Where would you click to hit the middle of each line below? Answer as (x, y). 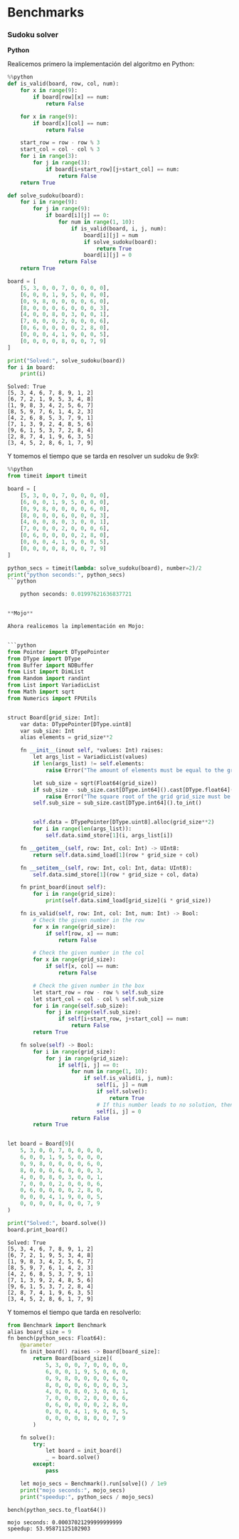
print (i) (33, 374)
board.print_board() (38, 1230)
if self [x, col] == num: (82, 967)
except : (44, 1464)
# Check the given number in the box (89, 986)
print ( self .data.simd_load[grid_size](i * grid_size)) (128, 901)
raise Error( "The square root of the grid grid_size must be (138, 797)
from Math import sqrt (41, 692)
